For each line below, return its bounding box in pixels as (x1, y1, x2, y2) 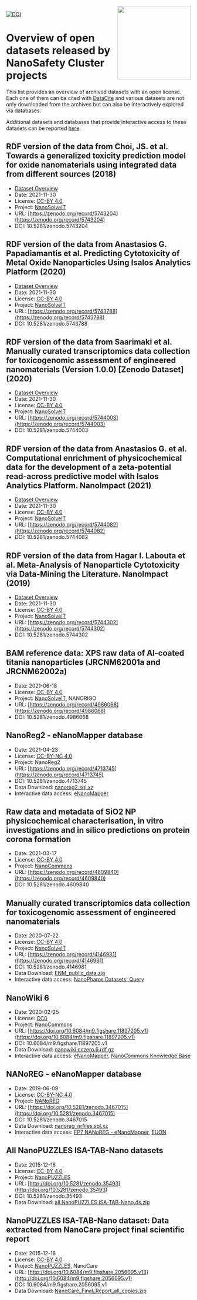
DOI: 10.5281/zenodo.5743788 (14, 320, 88, 327)
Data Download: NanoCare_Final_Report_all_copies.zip (14, 1287, 147, 1294)
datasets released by (6, 44, 111, 58)
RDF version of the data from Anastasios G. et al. (6, 444, 187, 454)
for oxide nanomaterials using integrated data (6, 160, 177, 170)
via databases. (6, 107, 42, 114)
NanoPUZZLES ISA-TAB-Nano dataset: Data (6, 1216, 169, 1226)
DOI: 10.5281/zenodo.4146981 (14, 963, 87, 970)
